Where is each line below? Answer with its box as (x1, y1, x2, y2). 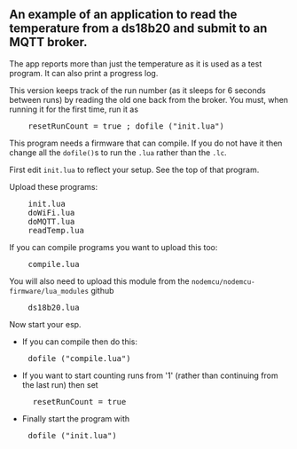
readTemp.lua (27, 225, 84, 235)
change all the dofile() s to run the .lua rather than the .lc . (9, 146, 228, 158)
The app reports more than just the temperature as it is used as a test (9, 58, 262, 69)
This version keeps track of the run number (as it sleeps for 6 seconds (9, 84, 266, 96)
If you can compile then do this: (21, 336, 138, 347)
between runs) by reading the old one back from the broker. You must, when (9, 94, 289, 105)
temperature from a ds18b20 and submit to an (9, 21, 268, 36)
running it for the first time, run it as (9, 104, 139, 114)
